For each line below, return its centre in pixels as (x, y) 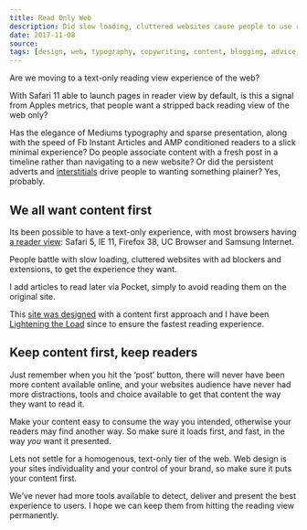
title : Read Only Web (51, 18)
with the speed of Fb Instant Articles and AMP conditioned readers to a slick (153, 143)
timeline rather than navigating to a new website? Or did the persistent (142, 162)
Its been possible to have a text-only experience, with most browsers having (153, 232)
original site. (33, 296)
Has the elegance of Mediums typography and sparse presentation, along (148, 132)
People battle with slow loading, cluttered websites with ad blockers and (145, 259)
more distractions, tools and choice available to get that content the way (145, 394)
